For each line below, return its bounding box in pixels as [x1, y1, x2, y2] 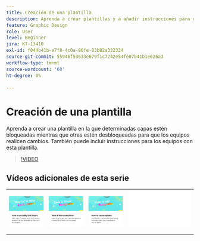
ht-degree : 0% [6, 72, 42, 79]
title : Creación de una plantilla [6, 10, 92, 16]
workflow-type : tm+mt [6, 60, 60, 66]
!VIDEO [20, 156, 39, 163]
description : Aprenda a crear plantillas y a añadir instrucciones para [6, 16, 190, 22]
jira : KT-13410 [6, 41, 44, 47]
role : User [6, 29, 33, 35]
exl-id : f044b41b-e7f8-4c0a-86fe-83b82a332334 [6, 48, 124, 54]
